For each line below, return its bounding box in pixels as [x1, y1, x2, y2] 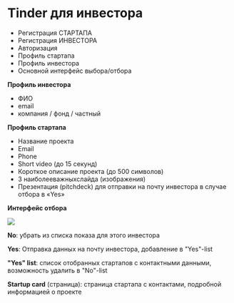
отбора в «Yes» [17, 190, 66, 198]
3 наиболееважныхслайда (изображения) [17, 175, 146, 183]
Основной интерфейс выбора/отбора [17, 66, 132, 75]
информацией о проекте [7, 287, 82, 296]
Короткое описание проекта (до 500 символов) [17, 167, 164, 175]
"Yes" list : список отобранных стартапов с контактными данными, [7, 258, 212, 267]
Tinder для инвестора [7, 5, 143, 21]
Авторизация [17, 43, 58, 52]
